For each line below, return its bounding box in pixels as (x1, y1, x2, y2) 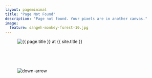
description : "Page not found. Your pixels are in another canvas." (5, 16, 148, 21)
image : (5, 20, 19, 26)
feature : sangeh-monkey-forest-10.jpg (9, 25, 89, 30)
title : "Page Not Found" (5, 12, 56, 17)
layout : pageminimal (5, 7, 47, 12)
